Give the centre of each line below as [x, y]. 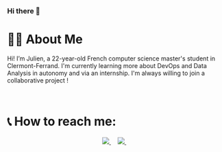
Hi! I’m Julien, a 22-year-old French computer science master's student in [111, 58]
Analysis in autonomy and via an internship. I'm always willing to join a [106, 73]
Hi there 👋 [24, 11]
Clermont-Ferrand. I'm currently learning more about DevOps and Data [107, 65]
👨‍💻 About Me [45, 40]
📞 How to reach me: [62, 121]
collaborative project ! [38, 80]
